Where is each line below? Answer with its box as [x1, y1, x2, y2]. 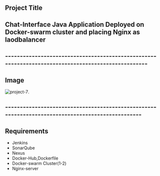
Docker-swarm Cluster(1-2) [12, 160, 67, 166]
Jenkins [12, 140, 28, 146]
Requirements [5, 127, 48, 135]
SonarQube [12, 145, 35, 151]
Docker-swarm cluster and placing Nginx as [5, 28, 140, 36]
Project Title [5, 4, 43, 12]
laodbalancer [5, 35, 46, 44]
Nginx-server [12, 166, 39, 172]
